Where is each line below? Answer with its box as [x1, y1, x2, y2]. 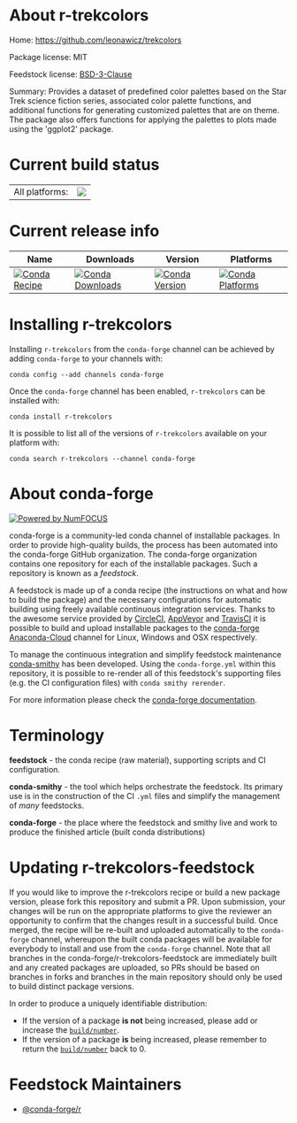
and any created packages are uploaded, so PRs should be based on [9, 962, 260, 973]
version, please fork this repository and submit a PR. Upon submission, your [9, 896, 286, 907]
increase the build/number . [21, 1024, 120, 1035]
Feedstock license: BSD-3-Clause [9, 68, 133, 80]
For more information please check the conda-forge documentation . [9, 694, 258, 704]
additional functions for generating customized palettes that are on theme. [9, 104, 280, 115]
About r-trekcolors [9, 5, 149, 26]
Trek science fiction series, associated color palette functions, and [9, 95, 252, 106]
